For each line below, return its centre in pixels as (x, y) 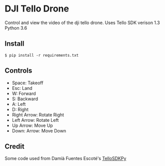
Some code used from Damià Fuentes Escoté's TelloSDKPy (65, 158)
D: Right (20, 109)
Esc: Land (22, 88)
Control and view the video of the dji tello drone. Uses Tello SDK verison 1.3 (82, 23)
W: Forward (24, 93)
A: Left (19, 104)
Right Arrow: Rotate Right (38, 115)
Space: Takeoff (27, 83)
